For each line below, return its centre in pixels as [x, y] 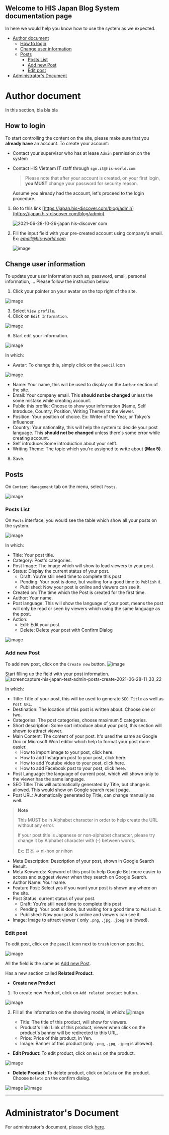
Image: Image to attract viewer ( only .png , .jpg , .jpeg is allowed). [81, 920]
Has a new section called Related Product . [50, 973]
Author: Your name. [33, 598]
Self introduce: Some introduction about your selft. [65, 444]
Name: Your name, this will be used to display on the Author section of [85, 385]
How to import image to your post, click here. [67, 752]
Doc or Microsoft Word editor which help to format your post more [81, 741]
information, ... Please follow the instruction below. [57, 281]
